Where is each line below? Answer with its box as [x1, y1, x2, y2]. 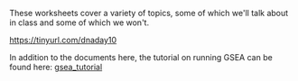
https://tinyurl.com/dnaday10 [9, 35, 117, 45]
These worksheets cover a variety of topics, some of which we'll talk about [9, 8, 289, 18]
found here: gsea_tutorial [9, 62, 103, 72]
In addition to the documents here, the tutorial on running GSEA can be [9, 52, 273, 62]
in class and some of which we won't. [9, 17, 150, 28]
